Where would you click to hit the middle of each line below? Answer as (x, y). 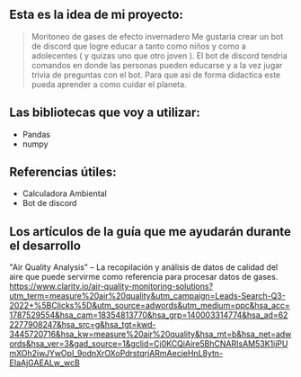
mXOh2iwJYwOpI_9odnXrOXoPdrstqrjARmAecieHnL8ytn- (116, 354)
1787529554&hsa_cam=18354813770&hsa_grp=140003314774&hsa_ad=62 (149, 315)
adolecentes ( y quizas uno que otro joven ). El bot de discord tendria (159, 55)
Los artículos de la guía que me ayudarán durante (150, 232)
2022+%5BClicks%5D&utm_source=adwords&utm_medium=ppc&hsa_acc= (150, 306)
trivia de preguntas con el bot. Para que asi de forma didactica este (156, 75)
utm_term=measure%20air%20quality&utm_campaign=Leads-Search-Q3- (147, 296)
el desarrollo (45, 245)
